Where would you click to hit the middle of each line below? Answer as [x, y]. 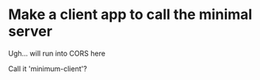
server [31, 31]
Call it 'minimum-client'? [48, 68]
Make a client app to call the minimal [130, 15]
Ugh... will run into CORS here [57, 53]
